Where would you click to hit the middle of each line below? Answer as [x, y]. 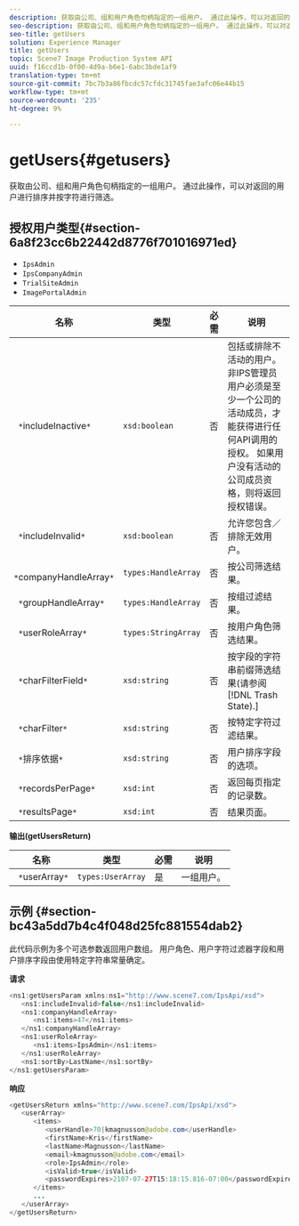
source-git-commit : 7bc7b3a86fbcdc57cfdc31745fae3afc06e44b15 [127, 84]
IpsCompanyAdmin [52, 274]
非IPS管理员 [252, 373]
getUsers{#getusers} [90, 160]
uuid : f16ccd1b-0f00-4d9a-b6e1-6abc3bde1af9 [93, 68]
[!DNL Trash [253, 695]
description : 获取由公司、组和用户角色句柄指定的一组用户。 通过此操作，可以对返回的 [150, 17]
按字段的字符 [255, 657]
